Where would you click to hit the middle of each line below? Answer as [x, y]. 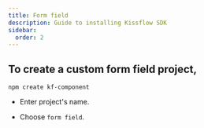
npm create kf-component [49, 87]
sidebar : [22, 30]
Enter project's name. [54, 102]
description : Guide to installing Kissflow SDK [88, 23]
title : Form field [38, 15]
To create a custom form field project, [103, 69]
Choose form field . [52, 117]
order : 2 [30, 37]
